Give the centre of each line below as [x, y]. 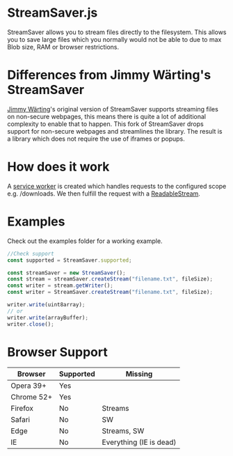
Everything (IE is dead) [139, 442]
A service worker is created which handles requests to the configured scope [117, 186]
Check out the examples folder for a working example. [85, 241]
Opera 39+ [29, 386]
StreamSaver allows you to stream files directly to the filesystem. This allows [117, 32]
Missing [139, 374]
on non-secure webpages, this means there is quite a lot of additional [107, 116]
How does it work [58, 167]
